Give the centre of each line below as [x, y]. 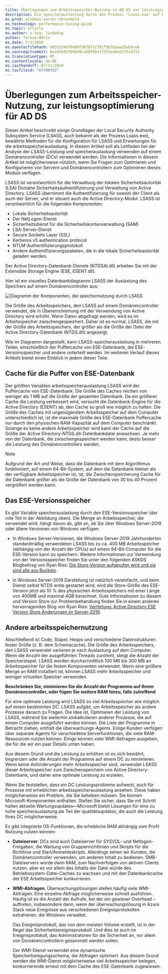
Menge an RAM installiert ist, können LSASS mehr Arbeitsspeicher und [78, 672]
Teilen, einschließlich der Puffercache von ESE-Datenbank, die [69, 347]
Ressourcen [17, 739]
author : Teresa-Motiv [28, 38]
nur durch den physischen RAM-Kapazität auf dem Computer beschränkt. [81, 423]
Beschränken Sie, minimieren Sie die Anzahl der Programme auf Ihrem [79, 687]
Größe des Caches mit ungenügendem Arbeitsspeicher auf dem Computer [82, 412]
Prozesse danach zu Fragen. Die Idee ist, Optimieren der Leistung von [77, 712]
